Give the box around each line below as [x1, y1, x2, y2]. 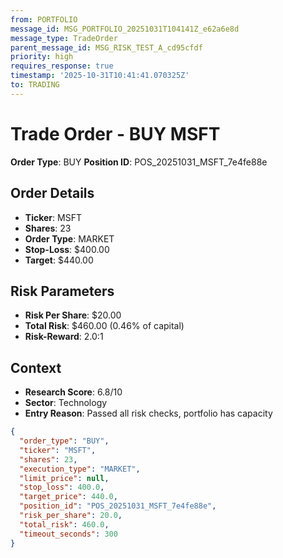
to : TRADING [10, 80, 60, 90]
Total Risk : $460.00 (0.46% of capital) [24, 320, 185, 332]
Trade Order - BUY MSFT [10, 122, 221, 145]
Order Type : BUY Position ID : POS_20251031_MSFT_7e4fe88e [10, 156, 268, 168]
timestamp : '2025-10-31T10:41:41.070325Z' [10, 71, 190, 81]
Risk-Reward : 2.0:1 [24, 331, 104, 343]
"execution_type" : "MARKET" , [19, 464, 141, 474]
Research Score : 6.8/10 [24, 386, 123, 398]
